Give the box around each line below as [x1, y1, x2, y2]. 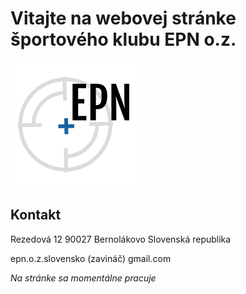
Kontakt [10, 207, 62, 224]
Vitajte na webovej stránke [10, 7, 237, 30]
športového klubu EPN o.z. [10, 28, 237, 51]
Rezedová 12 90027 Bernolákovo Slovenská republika [10, 233, 232, 245]
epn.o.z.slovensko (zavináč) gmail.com [10, 252, 172, 264]
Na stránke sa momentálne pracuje [10, 272, 157, 284]
